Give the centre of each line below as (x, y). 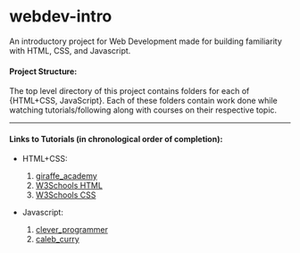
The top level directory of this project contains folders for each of (129, 91)
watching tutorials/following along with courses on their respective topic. (143, 110)
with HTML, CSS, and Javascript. (70, 50)
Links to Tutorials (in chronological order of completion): (116, 139)
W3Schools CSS (66, 195)
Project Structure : (43, 71)
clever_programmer (72, 230)
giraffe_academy (67, 176)
